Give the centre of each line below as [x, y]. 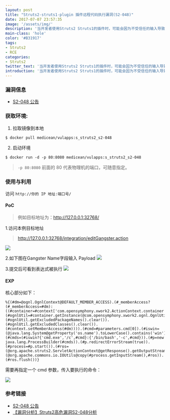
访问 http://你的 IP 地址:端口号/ [38, 193]
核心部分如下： [21, 293]
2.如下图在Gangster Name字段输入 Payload [50, 258]
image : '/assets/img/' [29, 24]
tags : [11, 43]
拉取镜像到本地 [28, 128]
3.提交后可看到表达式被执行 [34, 269]
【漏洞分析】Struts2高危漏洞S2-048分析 [55, 412]
